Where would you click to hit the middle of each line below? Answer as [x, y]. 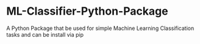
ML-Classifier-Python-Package [87, 11]
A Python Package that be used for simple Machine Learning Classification [100, 28]
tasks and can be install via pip [45, 34]
